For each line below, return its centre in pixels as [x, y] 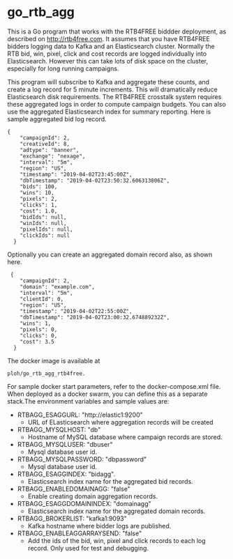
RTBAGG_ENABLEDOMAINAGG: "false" [74, 489]
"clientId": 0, [42, 299]
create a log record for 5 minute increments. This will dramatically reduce [112, 89]
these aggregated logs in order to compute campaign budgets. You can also [117, 104]
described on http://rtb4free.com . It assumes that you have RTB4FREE [109, 38]
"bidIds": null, [44, 217]
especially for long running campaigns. [63, 68]
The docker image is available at [54, 360]
